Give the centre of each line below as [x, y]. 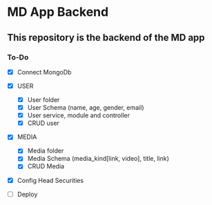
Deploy [27, 194]
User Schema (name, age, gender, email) [86, 108]
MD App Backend [58, 12]
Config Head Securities [50, 180]
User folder [44, 100]
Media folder [46, 151]
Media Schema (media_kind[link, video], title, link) [98, 159]
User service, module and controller [78, 115]
